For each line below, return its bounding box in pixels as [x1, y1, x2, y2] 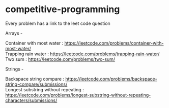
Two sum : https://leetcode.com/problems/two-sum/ [5, 56, 116, 62]
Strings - [5, 66, 24, 72]
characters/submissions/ [5, 97, 58, 103]
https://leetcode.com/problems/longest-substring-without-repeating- [5, 92, 151, 98]
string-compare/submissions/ [5, 81, 68, 87]
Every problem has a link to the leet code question [5, 20, 110, 26]
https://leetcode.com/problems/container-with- [64, 40, 164, 46]
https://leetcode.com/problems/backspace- [65, 76, 157, 82]
